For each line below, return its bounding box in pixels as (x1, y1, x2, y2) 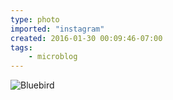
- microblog (28, 52, 78, 62)
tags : (10, 42, 33, 53)
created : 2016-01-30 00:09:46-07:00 (10, 33, 163, 43)
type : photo (10, 14, 60, 25)
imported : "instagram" (10, 24, 105, 34)
